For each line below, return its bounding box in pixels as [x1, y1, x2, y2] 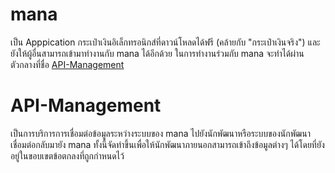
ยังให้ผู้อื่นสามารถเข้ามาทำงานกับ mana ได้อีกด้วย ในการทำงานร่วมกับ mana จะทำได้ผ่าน [10, 47, 305, 59]
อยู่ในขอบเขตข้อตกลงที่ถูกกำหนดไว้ [10, 149, 125, 162]
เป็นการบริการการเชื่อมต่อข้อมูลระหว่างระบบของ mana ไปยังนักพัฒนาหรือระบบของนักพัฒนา [10, 127, 312, 139]
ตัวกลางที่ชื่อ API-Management [10, 58, 125, 70]
